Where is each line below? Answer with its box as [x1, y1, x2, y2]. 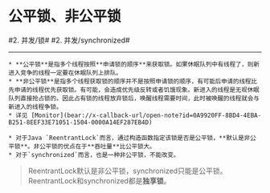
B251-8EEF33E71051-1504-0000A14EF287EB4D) [8, 118, 153, 127]
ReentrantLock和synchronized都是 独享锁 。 [27, 175, 171, 185]
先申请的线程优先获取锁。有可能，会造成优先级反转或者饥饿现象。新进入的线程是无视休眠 [8, 86, 260, 94]
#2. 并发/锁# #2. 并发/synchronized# [8, 35, 130, 45]
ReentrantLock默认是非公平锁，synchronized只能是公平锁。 [27, 166, 227, 175]
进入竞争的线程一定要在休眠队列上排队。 [8, 69, 122, 77]
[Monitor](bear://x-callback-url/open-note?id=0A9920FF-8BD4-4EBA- [31, 111, 262, 119]
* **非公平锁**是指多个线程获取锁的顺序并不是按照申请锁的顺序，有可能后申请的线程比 [8, 77, 257, 85]
